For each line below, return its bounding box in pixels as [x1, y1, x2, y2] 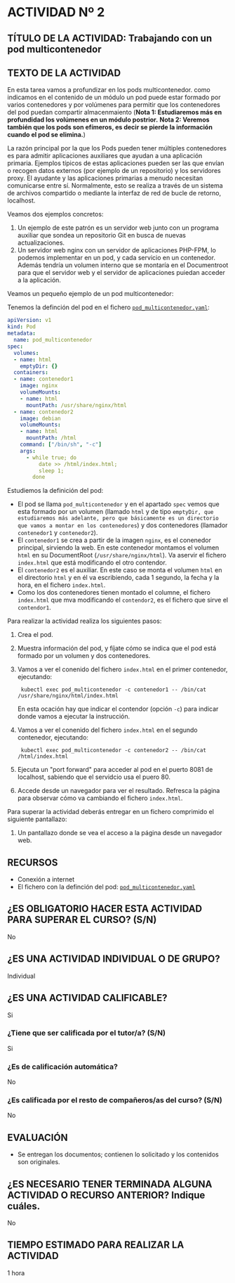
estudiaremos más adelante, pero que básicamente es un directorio [17, 515, 219, 522]
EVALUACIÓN [7, 1131, 68, 1143]
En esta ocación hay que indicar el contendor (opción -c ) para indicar [17, 704, 219, 714]
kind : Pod [7, 323, 36, 330]
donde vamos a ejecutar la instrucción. [17, 712, 130, 721]
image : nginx [20, 382, 58, 389]
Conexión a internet [17, 875, 75, 884]
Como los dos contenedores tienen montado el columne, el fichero [17, 588, 210, 597]
